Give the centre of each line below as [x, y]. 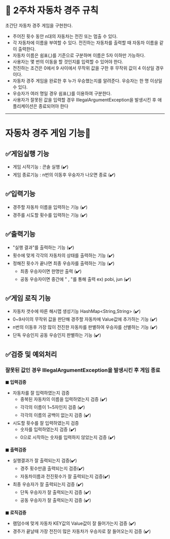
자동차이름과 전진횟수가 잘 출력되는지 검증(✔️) [65, 477]
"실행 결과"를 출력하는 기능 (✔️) [43, 247]
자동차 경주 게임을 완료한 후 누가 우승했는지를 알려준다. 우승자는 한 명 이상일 [88, 81]
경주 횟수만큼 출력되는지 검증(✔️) [52, 468]
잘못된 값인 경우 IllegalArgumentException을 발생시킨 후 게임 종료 [83, 370]
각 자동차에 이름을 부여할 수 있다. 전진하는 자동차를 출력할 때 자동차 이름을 [85, 42]
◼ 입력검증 [16, 382]
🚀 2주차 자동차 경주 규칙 [52, 10]
